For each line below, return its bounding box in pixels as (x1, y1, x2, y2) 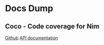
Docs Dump (5, 3, 54, 14)
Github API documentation (5, 35, 58, 41)
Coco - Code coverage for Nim (5, 22, 100, 30)
